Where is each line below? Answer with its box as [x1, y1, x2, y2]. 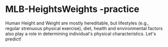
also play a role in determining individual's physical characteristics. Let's [5, 30, 156, 36]
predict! [5, 36, 22, 42]
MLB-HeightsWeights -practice [5, 3, 140, 15]
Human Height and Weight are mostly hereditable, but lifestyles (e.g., [5, 20, 149, 26]
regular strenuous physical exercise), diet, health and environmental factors [5, 25, 163, 31]
